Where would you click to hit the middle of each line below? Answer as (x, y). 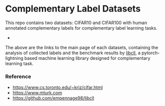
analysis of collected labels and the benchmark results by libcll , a (73, 53)
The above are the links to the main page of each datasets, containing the (82, 47)
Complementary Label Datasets (73, 9)
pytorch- (151, 53)
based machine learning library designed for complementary (87, 58)
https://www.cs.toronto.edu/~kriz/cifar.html (58, 87)
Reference (18, 76)
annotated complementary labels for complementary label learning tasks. (81, 28)
